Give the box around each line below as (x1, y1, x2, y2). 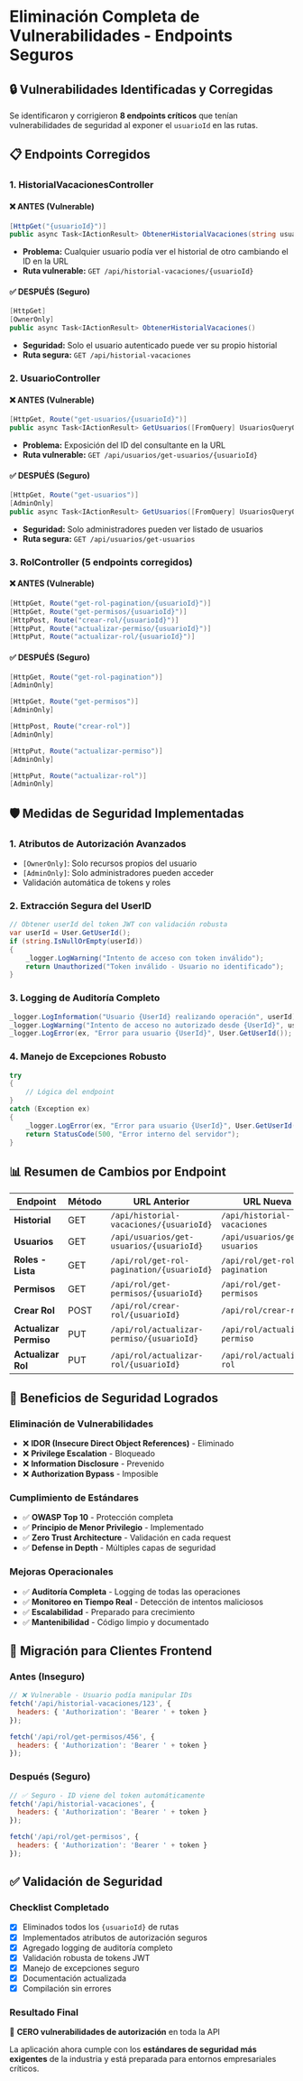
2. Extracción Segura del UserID (9, 899, 151, 912)
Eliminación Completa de (9, 6, 200, 27)
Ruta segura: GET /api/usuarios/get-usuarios (22, 533, 196, 543)
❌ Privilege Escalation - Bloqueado (22, 1447, 156, 1459)
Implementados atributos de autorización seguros (22, 1932, 207, 1943)
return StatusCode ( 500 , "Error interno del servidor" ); (25, 1129, 241, 1138)
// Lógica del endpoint (25, 1088, 115, 1097)
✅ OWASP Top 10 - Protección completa (22, 1512, 174, 1523)
